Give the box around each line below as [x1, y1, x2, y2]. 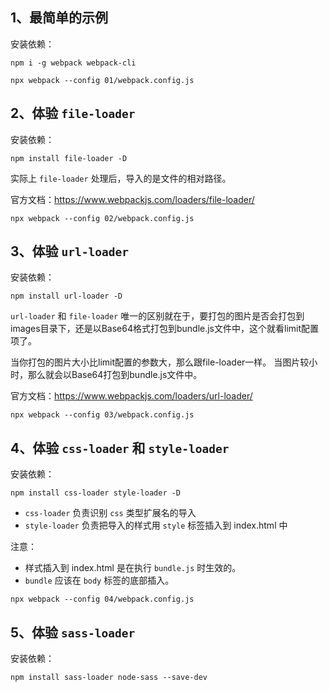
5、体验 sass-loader [10, 624, 136, 641]
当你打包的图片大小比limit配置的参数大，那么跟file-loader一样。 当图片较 [10, 356, 310, 368]
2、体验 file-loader [10, 105, 136, 122]
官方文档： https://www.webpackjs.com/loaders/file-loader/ [10, 193, 255, 205]
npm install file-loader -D [10, 153, 128, 163]
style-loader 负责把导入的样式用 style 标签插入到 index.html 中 [24, 519, 288, 532]
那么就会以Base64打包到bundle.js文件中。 [27, 369, 203, 381]
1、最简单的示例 [10, 9, 109, 27]
